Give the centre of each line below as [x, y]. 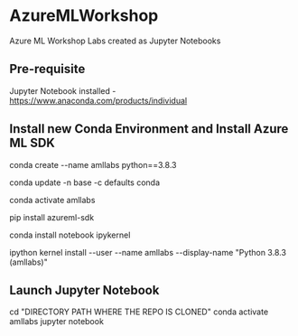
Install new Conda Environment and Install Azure [149, 129]
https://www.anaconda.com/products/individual [98, 100]
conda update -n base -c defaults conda [85, 182]
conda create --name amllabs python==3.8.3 [93, 164]
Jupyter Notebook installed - [63, 90]
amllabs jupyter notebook [56, 322]
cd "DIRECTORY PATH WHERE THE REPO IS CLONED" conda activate [139, 312]
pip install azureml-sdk [52, 217]
